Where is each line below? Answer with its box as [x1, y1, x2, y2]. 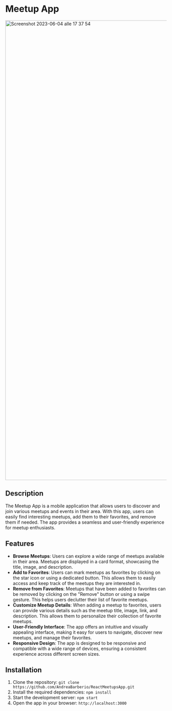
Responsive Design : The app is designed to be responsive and [12, 640, 146, 646]
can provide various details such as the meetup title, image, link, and [12, 607, 158, 613]
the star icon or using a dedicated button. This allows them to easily [12, 574, 156, 581]
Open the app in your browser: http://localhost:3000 [12, 700, 127, 706]
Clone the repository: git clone [12, 679, 79, 685]
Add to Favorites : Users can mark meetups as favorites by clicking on [12, 569, 161, 575]
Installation [5, 665, 42, 674]
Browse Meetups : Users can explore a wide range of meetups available [12, 553, 165, 559]
